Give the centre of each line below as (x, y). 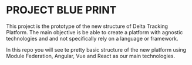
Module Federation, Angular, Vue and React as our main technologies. (90, 56)
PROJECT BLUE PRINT (61, 10)
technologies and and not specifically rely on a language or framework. (92, 38)
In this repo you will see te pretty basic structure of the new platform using (96, 49)
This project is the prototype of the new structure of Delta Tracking (87, 26)
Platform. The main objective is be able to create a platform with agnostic (95, 32)
